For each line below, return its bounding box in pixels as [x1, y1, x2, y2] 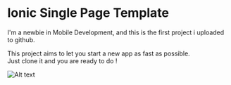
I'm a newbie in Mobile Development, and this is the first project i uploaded [7, 28, 225, 37]
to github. [7, 35, 35, 44]
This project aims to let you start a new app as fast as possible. [7, 49, 190, 58]
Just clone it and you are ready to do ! [7, 56, 118, 65]
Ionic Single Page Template [7, 5, 170, 21]
